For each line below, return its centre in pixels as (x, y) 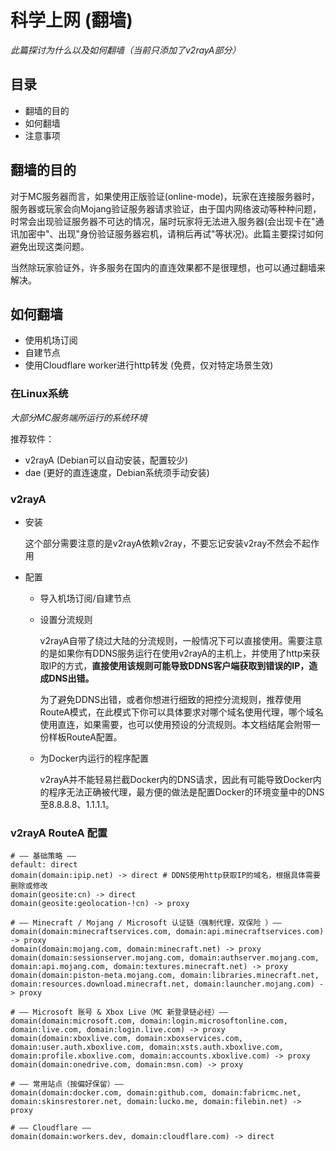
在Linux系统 (39, 394)
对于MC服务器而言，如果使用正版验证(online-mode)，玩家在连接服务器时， (165, 196)
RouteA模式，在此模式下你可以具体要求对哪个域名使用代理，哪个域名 (181, 712)
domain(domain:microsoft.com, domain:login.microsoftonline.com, (149, 1021)
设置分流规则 (66, 619)
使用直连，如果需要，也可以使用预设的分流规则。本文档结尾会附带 (175, 724)
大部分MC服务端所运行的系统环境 (79, 417)
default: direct (44, 865)
